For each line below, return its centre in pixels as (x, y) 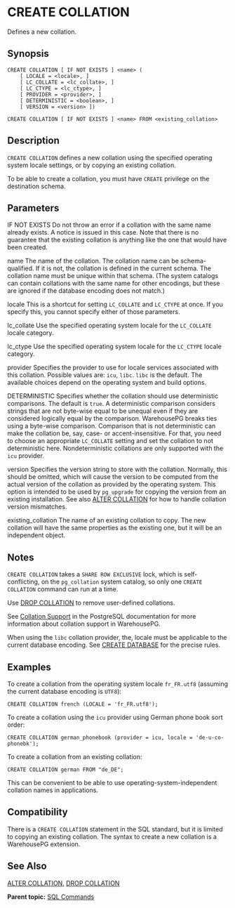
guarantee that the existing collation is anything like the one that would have (117, 240)
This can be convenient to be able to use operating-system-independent (112, 783)
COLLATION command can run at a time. (63, 589)
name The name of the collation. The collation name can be (93, 261)
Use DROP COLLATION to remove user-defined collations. (91, 603)
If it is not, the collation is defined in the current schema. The (123, 268)
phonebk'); (23, 744)
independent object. (36, 535)
